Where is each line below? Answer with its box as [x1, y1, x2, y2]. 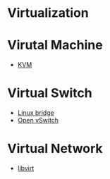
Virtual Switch [7, 85, 93, 101]
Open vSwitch [17, 116, 59, 125]
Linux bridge [17, 109, 54, 117]
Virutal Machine [7, 37, 104, 54]
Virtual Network [7, 141, 104, 156]
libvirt [17, 164, 35, 172]
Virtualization [7, 5, 90, 21]
